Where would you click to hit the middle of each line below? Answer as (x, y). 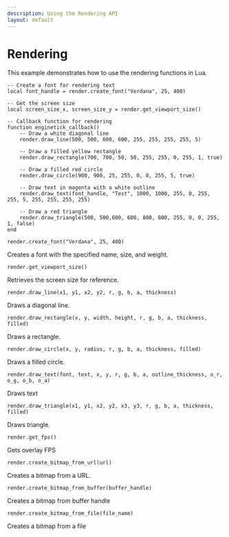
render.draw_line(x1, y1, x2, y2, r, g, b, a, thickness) (92, 293)
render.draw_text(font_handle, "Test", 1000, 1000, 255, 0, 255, (115, 194)
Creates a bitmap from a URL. (49, 476)
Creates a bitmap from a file (47, 526)
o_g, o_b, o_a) (29, 381)
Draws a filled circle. (36, 362)
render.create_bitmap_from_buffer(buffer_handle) (80, 488)
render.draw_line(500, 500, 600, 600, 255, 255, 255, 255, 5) (110, 140)
